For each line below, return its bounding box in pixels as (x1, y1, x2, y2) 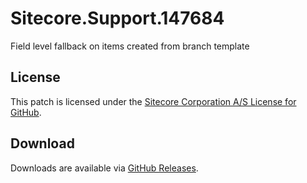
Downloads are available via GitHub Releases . (10, 162, 199, 174)
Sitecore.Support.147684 (10, 7, 225, 30)
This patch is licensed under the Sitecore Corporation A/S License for (10, 95, 297, 107)
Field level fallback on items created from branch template (10, 40, 250, 52)
